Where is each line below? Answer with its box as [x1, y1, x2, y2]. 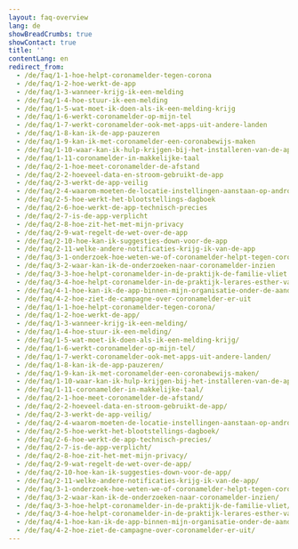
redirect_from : [8, 63, 65, 72]
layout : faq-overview [8, 12, 89, 22]
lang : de [8, 21, 41, 30]
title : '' [8, 46, 45, 55]
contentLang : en [8, 54, 68, 63]
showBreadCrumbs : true [8, 29, 93, 38]
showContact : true [8, 37, 77, 47]
